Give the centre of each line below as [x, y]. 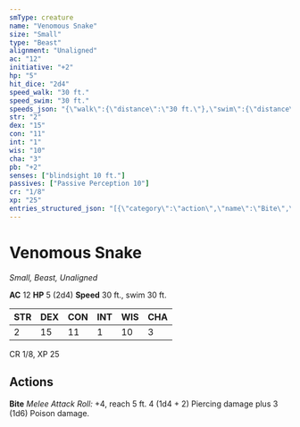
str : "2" [25, 117]
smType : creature [42, 17]
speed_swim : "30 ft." [50, 100]
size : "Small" [36, 34]
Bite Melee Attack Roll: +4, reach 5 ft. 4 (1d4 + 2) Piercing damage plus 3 [144, 404]
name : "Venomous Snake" [54, 26]
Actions [31, 382]
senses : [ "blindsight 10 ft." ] [67, 175]
